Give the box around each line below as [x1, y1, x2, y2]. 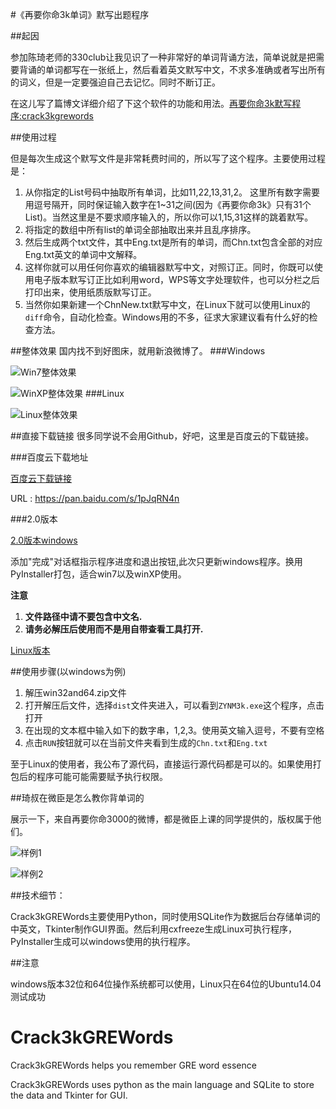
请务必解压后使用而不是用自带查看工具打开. [24, 623, 204, 635]
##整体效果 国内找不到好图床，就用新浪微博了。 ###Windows [10, 345, 266, 357]
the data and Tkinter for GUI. [10, 1089, 128, 1101]
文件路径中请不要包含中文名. [24, 611, 143, 622]
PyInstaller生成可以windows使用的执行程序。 [10, 936, 196, 947]
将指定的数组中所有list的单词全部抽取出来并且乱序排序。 [24, 224, 257, 235]
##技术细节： [10, 889, 66, 901]
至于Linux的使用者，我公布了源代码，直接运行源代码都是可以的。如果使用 [10, 758, 313, 770]
